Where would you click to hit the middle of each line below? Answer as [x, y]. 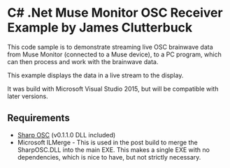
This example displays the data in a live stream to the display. [95, 75]
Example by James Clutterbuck [100, 28]
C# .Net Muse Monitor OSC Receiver [115, 13]
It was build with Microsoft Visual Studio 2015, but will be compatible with [113, 89]
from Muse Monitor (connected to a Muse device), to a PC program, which [114, 54]
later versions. [28, 96]
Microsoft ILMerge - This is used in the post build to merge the [107, 142]
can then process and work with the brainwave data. [83, 61]
